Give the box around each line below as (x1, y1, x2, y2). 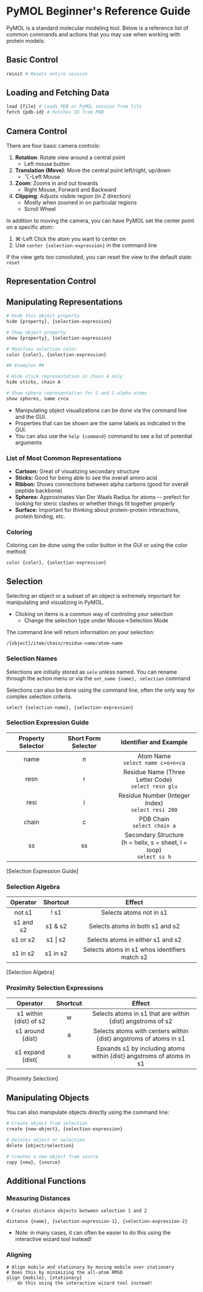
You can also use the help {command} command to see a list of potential (14, 432, 192, 440)
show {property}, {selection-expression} (6, 335, 112, 341)
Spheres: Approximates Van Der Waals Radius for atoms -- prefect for (14, 494, 190, 501)
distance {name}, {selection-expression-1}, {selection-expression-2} (6, 1219, 188, 1225)
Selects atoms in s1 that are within (92, 1010, 190, 1018)
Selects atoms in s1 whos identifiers (83, 946, 186, 954)
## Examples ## (6, 362, 45, 369)
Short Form (67, 734, 101, 743)
